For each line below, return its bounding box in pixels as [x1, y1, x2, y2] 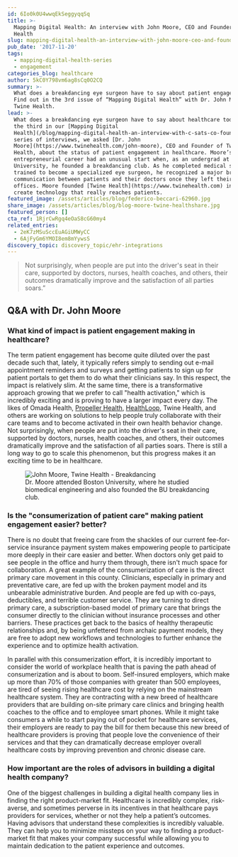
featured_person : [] [7, 209, 69, 216]
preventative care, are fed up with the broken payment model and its [7, 581, 208, 590]
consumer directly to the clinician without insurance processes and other [7, 611, 221, 620]
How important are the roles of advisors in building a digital [7, 763, 215, 773]
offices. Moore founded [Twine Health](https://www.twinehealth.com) [13, 182, 223, 189]
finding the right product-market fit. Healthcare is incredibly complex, [7, 796, 210, 804]
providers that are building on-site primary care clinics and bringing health [7, 701, 225, 709]
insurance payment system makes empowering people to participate [30, 543, 231, 551]
